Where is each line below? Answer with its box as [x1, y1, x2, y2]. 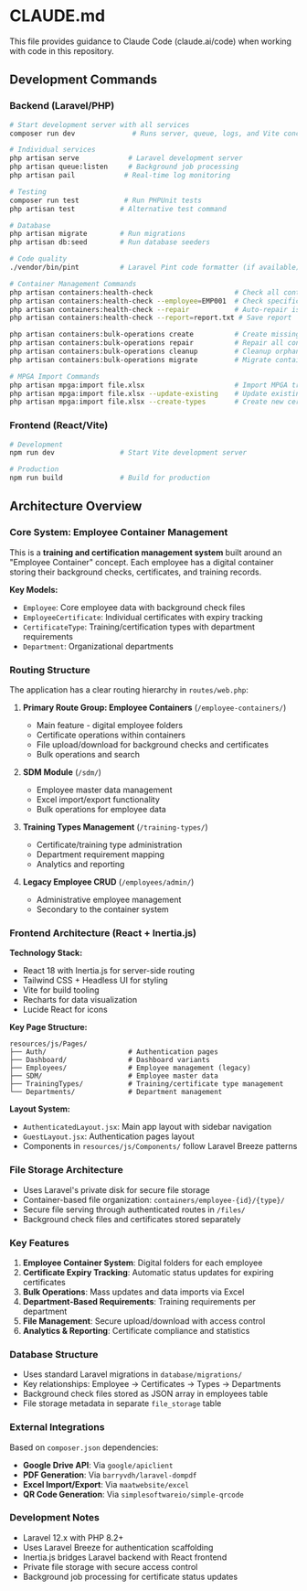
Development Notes [9, 1511, 101, 1524]
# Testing [9, 187, 48, 197]
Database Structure [9, 1348, 99, 1360]
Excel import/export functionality [36, 794, 160, 805]
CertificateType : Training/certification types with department [22, 621, 256, 632]
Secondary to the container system [36, 904, 169, 915]
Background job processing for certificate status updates [22, 1571, 238, 1582]
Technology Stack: [9, 948, 83, 959]
